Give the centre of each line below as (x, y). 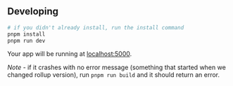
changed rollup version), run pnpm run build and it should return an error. (114, 75)
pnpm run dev (26, 41)
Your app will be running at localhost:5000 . (70, 54)
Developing (33, 12)
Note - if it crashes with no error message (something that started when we (117, 67)
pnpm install (26, 34)
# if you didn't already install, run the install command (96, 27)
